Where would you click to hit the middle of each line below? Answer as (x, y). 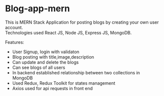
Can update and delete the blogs (45, 62)
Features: (15, 42)
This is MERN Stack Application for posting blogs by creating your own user (82, 22)
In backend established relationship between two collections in (76, 72)
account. (14, 27)
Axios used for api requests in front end (52, 88)
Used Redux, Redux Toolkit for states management (64, 83)
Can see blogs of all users (39, 67)
